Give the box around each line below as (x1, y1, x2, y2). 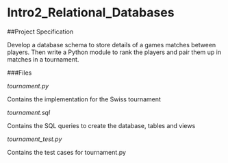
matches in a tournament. (7, 55, 79, 63)
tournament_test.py (7, 135, 62, 143)
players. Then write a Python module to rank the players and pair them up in (7, 48, 221, 56)
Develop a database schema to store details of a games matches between (7, 40, 216, 49)
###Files (7, 68, 32, 77)
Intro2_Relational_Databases (7, 5, 175, 21)
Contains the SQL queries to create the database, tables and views (7, 121, 196, 129)
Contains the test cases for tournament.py (7, 148, 127, 156)
